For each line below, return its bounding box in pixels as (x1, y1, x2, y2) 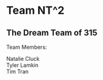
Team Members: (6, 43, 47, 51)
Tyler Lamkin (6, 61, 39, 69)
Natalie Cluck (6, 55, 40, 62)
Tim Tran (6, 68, 29, 75)
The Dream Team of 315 (6, 28, 98, 38)
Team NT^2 (6, 4, 65, 17)
